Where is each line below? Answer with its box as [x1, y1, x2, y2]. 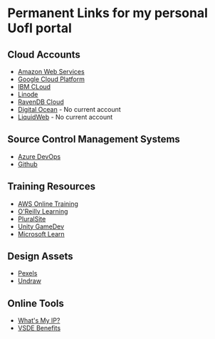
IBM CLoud [17, 83, 51, 90]
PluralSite [17, 214, 46, 223]
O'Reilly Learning [17, 207, 68, 215]
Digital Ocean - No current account [17, 105, 121, 113]
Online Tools [7, 297, 64, 309]
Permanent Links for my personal [7, 5, 209, 21]
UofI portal [7, 20, 73, 36]
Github [17, 160, 38, 168]
